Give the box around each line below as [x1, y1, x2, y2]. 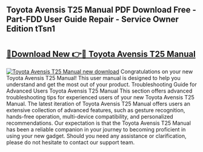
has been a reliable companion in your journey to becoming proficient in [6, 126, 186, 133]
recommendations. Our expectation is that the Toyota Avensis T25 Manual [6, 119, 191, 127]
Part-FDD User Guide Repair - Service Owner [6, 15, 179, 25]
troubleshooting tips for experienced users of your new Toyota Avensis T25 [6, 94, 195, 101]
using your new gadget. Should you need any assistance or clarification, [6, 133, 187, 139]
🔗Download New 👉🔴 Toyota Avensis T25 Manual [6, 48, 196, 59]
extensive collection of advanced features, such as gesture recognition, [6, 107, 185, 114]
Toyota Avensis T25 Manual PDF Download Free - [6, 5, 196, 15]
